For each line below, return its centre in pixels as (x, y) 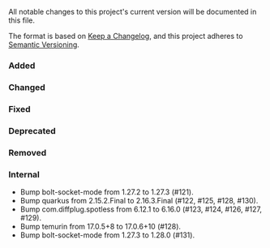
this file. (21, 20)
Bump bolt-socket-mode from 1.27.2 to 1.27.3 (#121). (107, 192)
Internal (24, 174)
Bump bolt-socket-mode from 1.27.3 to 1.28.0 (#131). (107, 235)
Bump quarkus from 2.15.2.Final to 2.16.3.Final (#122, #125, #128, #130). (139, 200)
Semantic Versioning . (44, 45)
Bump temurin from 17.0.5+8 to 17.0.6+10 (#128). (100, 226)
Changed (27, 87)
